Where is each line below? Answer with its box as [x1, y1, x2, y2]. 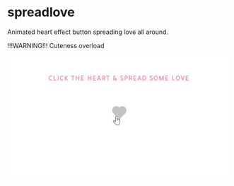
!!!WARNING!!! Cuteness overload [7, 41, 105, 50]
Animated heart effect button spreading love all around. [7, 28, 168, 36]
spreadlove [7, 4, 76, 21]
